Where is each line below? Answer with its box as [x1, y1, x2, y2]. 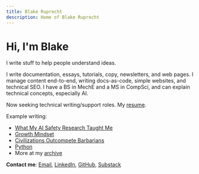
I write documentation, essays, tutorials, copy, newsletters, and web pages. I [6, 71, 194, 78]
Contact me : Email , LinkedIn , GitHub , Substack [6, 161, 121, 168]
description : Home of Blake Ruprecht [6, 14, 100, 20]
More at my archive [14, 150, 62, 157]
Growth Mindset [14, 131, 55, 138]
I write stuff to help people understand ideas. [6, 59, 116, 67]
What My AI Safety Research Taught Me [14, 124, 113, 131]
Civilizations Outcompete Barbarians [14, 137, 105, 144]
